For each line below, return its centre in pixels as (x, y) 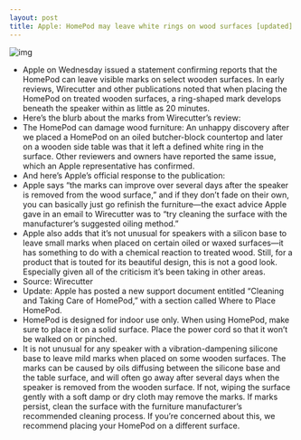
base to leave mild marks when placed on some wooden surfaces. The (154, 358)
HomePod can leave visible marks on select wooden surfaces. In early (153, 79)
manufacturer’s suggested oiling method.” (100, 224)
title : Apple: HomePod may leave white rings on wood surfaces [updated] (151, 26)
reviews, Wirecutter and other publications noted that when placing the (155, 89)
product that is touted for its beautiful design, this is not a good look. (150, 262)
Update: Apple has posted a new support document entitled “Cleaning (153, 291)
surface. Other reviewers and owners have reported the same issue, (149, 156)
